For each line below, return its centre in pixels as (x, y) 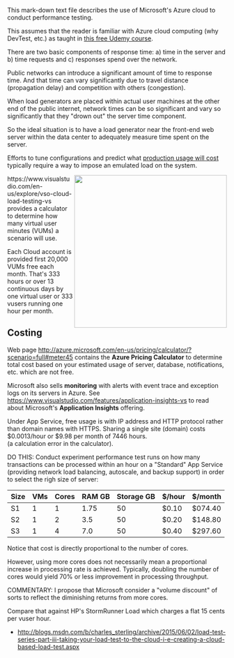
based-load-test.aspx (48, 646)
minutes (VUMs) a (33, 231)
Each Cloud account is (39, 252)
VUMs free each (31, 267)
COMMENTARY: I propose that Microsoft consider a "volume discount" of (112, 590)
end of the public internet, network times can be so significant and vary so (114, 109)
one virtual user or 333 (40, 296)
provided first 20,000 (38, 259)
